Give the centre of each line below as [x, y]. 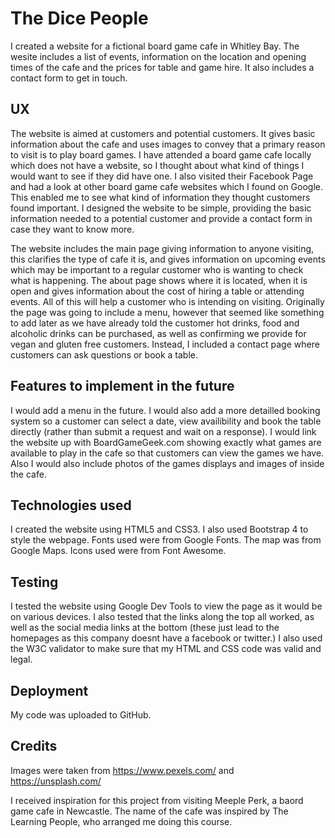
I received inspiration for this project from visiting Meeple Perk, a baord [157, 800]
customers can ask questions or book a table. [104, 354]
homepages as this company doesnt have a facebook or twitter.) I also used [166, 638]
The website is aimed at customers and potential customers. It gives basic [163, 133]
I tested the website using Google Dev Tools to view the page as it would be [166, 606]
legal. [21, 659]
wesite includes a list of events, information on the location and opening [158, 56]
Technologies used [71, 505]
